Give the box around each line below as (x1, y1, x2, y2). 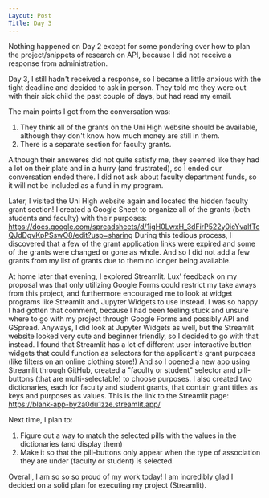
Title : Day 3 (8, 19, 52, 27)
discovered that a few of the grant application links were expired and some (8, 239, 255, 248)
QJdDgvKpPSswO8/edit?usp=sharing (8, 230, 133, 239)
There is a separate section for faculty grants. (19, 139, 172, 149)
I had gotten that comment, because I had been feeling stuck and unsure (8, 305, 249, 315)
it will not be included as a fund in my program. (8, 180, 164, 190)
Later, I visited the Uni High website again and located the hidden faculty (8, 196, 249, 206)
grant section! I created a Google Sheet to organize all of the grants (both (8, 204, 251, 214)
